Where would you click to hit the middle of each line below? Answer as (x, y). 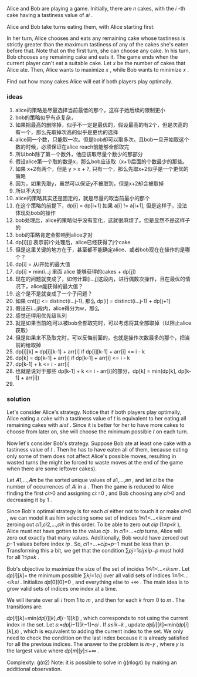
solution (19, 399)
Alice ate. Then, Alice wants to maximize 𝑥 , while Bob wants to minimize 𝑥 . (98, 70)
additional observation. (34, 669)
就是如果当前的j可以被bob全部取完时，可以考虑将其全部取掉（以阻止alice (103, 323)
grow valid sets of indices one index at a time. (62, 588)
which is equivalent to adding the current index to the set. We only (103, 631)
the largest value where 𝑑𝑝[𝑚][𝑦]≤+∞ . (53, 651)
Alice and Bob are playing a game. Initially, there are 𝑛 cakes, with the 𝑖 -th (96, 9)
